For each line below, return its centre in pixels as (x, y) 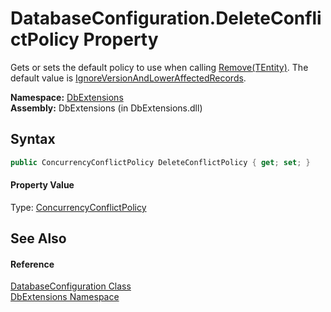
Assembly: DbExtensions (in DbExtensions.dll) (106, 108)
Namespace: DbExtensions (67, 97)
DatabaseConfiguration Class (71, 286)
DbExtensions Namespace (65, 297)
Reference (32, 264)
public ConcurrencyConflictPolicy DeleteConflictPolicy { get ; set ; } (160, 162)
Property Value (42, 185)
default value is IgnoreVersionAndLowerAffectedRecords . (128, 78)
